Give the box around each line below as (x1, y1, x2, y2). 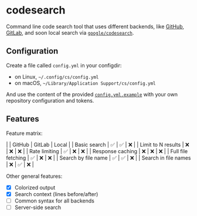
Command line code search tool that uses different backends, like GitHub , (6, 23, 185, 30)
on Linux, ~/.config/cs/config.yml (14, 73, 99, 80)
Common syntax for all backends (14, 197, 95, 204)
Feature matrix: (6, 130, 43, 137)
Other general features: (6, 173, 63, 180)
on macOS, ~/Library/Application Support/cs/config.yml (14, 79, 157, 86)
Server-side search (14, 204, 62, 211)
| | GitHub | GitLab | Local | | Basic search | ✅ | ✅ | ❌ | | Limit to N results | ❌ (6, 141, 189, 148)
